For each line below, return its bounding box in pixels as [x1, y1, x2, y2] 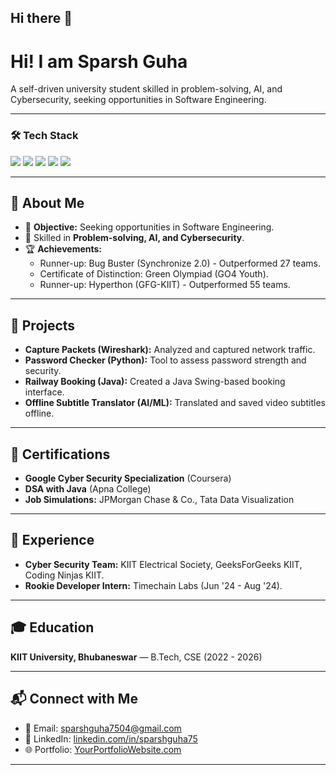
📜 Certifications [10, 446, 111, 463]
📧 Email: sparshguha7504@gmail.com [24, 722, 182, 734]
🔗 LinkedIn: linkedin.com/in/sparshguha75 [24, 732, 198, 745]
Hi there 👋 [10, 10, 73, 27]
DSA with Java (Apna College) [24, 483, 152, 495]
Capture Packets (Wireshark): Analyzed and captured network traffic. [24, 344, 316, 356]
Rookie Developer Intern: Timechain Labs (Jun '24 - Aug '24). [24, 579, 283, 591]
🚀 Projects [10, 317, 76, 334]
